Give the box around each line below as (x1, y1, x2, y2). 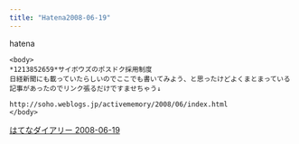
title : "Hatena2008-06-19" (9, 13, 111, 22)
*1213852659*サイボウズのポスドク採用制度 (9, 65, 153, 74)
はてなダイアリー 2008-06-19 (9, 124, 120, 135)
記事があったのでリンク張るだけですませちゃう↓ (9, 84, 162, 93)
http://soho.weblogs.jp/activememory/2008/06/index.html (9, 100, 229, 109)
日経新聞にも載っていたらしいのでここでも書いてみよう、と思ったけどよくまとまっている (9, 74, 291, 84)
